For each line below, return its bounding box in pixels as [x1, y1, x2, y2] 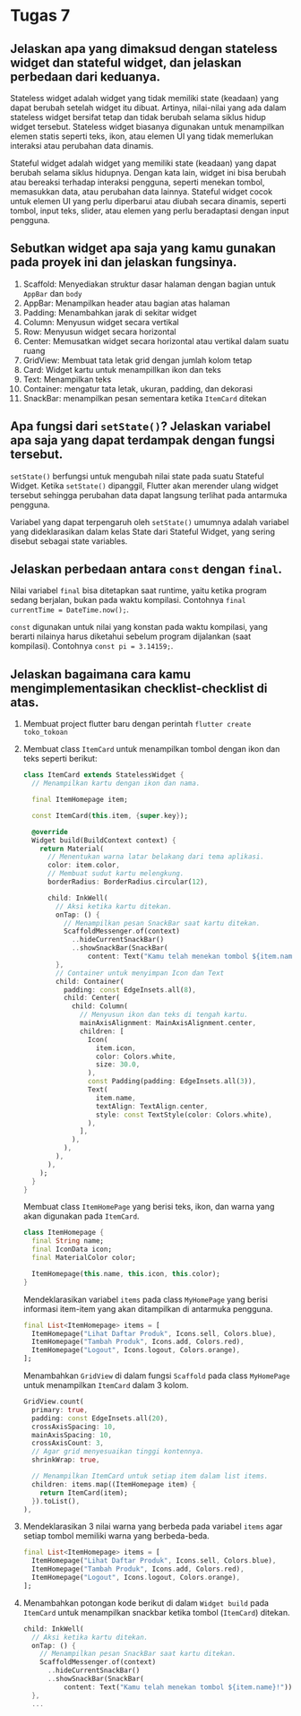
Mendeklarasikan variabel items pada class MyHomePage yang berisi [22, 1294, 268, 1305]
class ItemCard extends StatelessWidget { [22, 771, 185, 780]
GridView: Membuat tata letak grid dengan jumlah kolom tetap [22, 355, 253, 366]
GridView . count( [22, 1397, 84, 1406]
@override [31, 827, 68, 836]
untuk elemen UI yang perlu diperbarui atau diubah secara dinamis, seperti [10, 196, 287, 206]
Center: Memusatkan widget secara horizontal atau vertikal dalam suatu [22, 335, 289, 346]
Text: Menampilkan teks [22, 374, 112, 384]
